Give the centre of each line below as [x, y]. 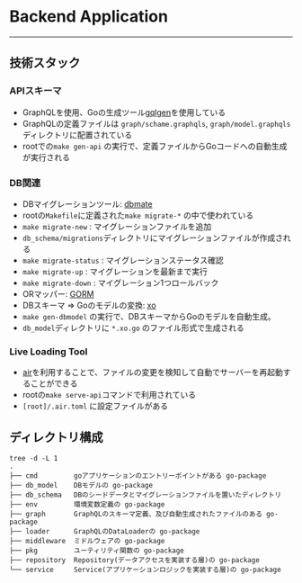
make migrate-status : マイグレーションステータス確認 [123, 260]
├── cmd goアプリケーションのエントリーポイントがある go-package [138, 476]
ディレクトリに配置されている [77, 135]
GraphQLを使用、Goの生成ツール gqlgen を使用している [124, 112]
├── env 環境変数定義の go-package [87, 505]
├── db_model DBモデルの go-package [81, 486]
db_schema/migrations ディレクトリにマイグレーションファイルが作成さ [153, 238]
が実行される [46, 157]
